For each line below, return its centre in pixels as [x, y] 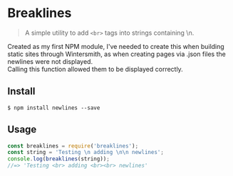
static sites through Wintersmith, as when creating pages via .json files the [116, 54]
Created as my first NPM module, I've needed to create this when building [116, 46]
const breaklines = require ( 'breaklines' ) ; [73, 146]
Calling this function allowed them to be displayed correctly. [95, 69]
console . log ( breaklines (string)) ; [59, 159]
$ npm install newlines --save [54, 108]
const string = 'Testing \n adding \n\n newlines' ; [86, 153]
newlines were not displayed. [50, 61]
